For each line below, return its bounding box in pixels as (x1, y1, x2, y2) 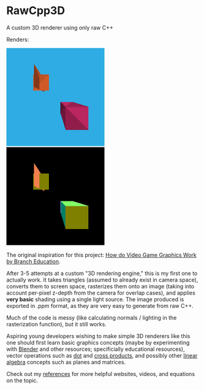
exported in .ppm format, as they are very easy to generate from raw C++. (6, 302, 194, 309)
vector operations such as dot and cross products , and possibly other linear (6, 351, 198, 359)
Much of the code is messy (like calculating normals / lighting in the (6, 313, 177, 321)
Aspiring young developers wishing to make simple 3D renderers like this (6, 332, 191, 340)
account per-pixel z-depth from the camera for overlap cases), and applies (6, 289, 196, 296)
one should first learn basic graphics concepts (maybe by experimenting (6, 339, 190, 346)
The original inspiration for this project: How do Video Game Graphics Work (6, 251, 197, 258)
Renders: (6, 36, 29, 43)
